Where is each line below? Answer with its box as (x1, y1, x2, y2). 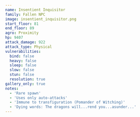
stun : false (9, 72, 35, 77)
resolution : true (9, 77, 46, 82)
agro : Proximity (5, 30, 39, 35)
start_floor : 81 (5, 21, 39, 26)
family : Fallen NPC (5, 12, 46, 17)
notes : (5, 86, 19, 91)
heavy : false (9, 58, 37, 63)
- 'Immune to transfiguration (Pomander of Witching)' (9, 100, 126, 105)
